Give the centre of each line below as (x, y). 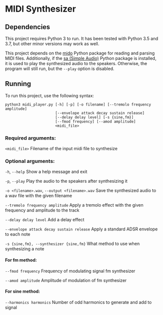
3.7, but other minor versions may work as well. (52, 44)
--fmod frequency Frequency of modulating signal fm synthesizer (70, 271)
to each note (18, 234)
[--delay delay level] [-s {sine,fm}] (94, 117)
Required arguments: (31, 138)
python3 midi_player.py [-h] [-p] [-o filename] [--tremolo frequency (78, 105)
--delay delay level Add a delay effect (45, 220)
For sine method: (23, 291)
